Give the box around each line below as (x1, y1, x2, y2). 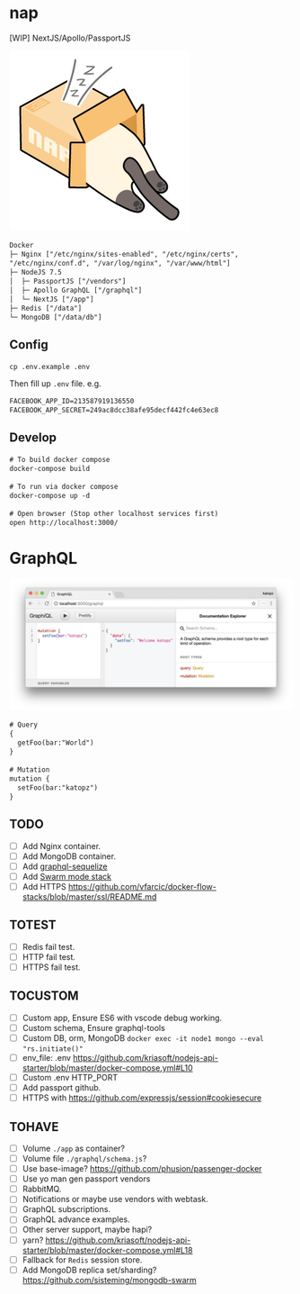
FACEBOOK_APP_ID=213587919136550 (9, 396, 135, 405)
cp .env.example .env (9, 362, 91, 371)
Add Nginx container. (22, 840, 101, 851)
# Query (9, 719, 39, 729)
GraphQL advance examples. (22, 1214, 130, 1225)
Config (9, 337, 49, 353)
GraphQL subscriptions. (22, 1204, 110, 1215)
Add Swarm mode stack (22, 871, 112, 882)
